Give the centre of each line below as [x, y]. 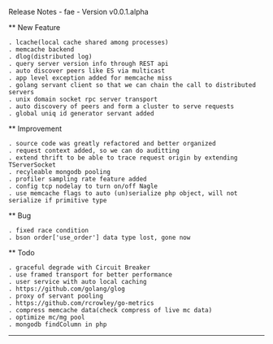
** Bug [19, 216]
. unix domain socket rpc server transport [83, 99]
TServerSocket [32, 165]
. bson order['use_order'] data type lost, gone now [100, 237]
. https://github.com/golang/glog [67, 289]
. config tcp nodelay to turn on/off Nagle [83, 186]
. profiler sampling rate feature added [78, 179]
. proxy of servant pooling [56, 296]
